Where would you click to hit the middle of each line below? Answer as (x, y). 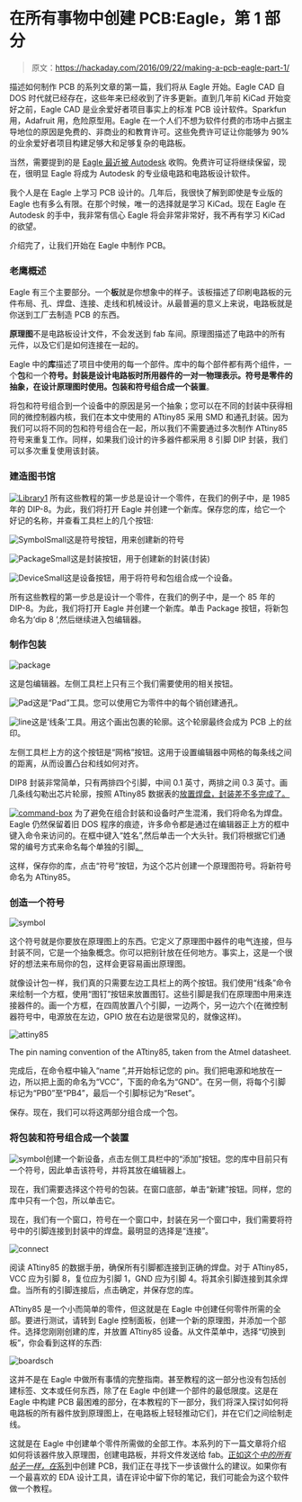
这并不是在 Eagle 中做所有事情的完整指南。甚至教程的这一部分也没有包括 (144, 1380)
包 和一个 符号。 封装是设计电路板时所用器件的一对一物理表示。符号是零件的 (155, 375)
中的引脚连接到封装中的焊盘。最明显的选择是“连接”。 (115, 1231)
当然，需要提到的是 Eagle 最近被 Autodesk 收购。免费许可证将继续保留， (144, 162)
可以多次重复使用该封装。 (57, 451)
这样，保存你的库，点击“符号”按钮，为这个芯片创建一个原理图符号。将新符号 (151, 866)
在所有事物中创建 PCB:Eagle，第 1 (135, 18)
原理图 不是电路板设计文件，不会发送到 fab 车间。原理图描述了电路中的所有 (147, 334)
